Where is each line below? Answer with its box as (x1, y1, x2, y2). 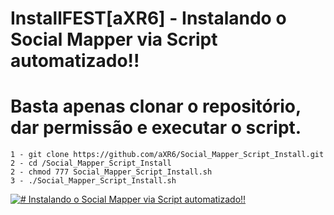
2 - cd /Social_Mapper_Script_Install (10, 158, 172, 169)
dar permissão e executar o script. (10, 117, 302, 139)
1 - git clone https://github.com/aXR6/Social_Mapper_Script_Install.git (10, 150, 325, 160)
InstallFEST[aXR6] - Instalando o (10, 7, 287, 30)
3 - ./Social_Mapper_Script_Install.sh (10, 176, 177, 186)
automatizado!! (10, 50, 140, 72)
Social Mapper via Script (10, 28, 218, 51)
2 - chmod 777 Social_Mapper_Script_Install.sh (10, 167, 213, 177)
